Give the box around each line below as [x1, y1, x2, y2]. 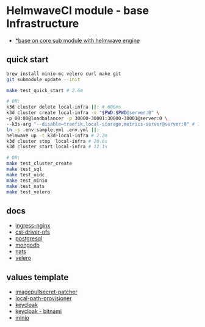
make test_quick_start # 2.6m [6, 87, 84, 93]
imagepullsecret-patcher [15, 288, 77, 295]
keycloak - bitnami [15, 307, 62, 315]
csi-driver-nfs [15, 228, 50, 235]
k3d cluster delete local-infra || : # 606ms [6, 104, 121, 110]
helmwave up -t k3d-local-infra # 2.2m [6, 132, 108, 138]
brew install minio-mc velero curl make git [6, 71, 121, 77]
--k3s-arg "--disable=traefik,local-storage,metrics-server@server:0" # [6, 121, 195, 127]
